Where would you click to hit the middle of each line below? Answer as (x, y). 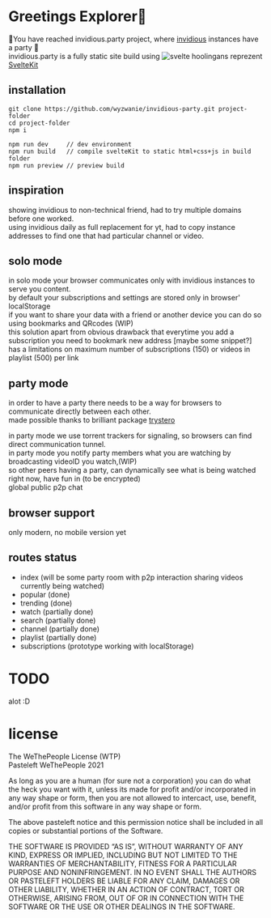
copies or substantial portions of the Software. (86, 831)
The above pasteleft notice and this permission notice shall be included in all (136, 822)
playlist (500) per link (44, 358)
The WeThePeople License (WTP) (65, 756)
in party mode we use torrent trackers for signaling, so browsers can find (130, 436)
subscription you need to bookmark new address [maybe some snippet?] (130, 341)
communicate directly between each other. (80, 411)
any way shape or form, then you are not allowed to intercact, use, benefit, (133, 797)
